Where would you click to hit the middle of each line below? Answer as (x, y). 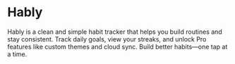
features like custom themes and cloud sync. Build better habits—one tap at (117, 46)
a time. (17, 54)
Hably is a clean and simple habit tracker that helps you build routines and (115, 32)
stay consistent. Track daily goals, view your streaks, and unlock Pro (107, 39)
